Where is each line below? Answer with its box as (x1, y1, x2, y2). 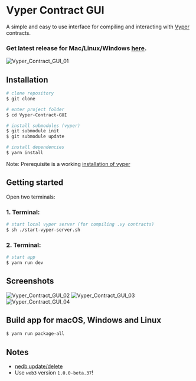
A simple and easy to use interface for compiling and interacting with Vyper (6, 23, 190, 30)
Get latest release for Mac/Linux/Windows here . (6, 44, 147, 52)
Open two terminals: (6, 193, 55, 200)
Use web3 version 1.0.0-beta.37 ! (14, 369, 93, 376)
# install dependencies (6, 144, 65, 151)
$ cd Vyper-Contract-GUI (6, 112, 67, 118)
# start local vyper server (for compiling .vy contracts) (6, 222, 155, 227)
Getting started (6, 178, 64, 188)
